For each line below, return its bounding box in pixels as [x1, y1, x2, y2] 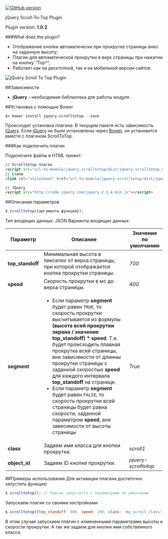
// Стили [5, 171, 23, 177]
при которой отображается [43, 263, 110, 271]
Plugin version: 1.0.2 [5, 24, 47, 30]
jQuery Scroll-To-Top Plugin [5, 15, 62, 20]
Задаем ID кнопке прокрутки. [43, 460, 116, 467]
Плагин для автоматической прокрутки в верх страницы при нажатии [12, 54, 162, 60]
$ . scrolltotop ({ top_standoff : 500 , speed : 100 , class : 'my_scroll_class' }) [5, 509, 166, 514]
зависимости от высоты [52, 423, 111, 430]
